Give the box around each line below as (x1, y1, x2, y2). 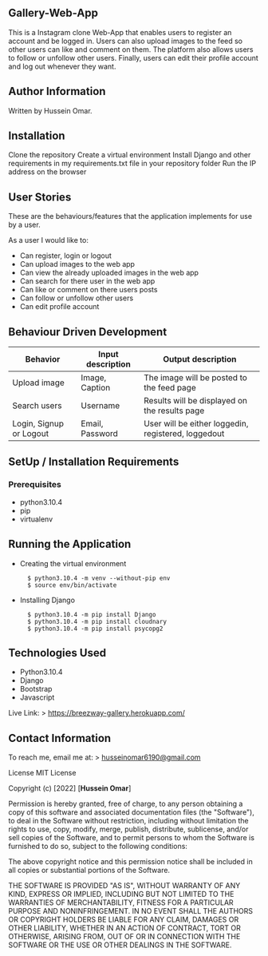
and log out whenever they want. (8, 61, 116, 71)
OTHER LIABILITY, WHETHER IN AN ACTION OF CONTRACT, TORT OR (8, 923, 241, 933)
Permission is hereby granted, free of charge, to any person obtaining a (8, 799, 243, 809)
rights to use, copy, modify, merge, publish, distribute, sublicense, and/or (8, 824, 249, 834)
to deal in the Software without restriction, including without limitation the (8, 816, 249, 826)
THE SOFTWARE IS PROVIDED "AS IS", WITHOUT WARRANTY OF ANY (8, 881, 241, 891)
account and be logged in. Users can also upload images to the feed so (8, 36, 243, 46)
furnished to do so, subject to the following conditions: (8, 842, 187, 851)
